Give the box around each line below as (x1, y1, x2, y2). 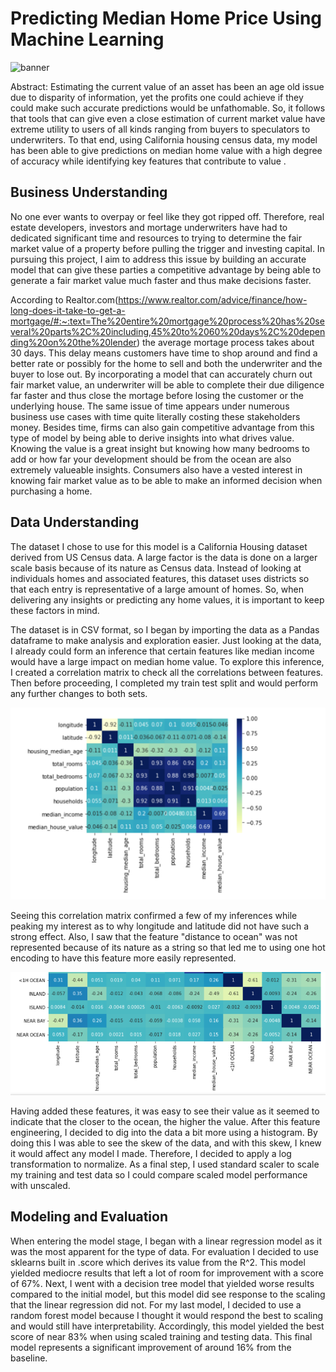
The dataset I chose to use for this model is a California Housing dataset (10, 540, 308, 552)
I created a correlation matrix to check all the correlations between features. (10, 666, 324, 678)
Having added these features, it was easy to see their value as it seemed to (10, 1105, 320, 1117)
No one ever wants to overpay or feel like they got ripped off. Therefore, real (10, 210, 325, 222)
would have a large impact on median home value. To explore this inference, (10, 655, 325, 667)
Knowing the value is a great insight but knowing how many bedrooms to (10, 442, 310, 454)
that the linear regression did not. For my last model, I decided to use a (10, 1298, 302, 1311)
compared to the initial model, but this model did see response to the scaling (10, 1288, 326, 1300)
